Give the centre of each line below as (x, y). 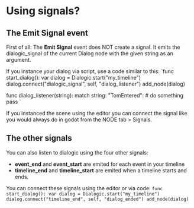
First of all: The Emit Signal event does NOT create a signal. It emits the (93, 47)
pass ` (14, 102)
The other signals (39, 138)
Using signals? (43, 11)
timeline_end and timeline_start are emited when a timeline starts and (101, 170)
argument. (19, 60)
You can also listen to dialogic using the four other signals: (77, 152)
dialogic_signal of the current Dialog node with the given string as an (90, 53)
